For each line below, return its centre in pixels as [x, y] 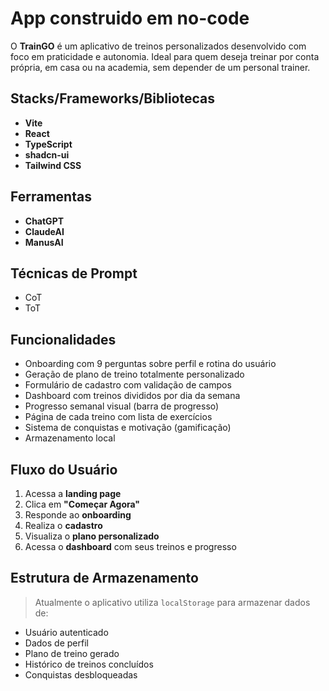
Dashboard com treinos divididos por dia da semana [132, 396]
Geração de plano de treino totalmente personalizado [134, 374]
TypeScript [48, 144]
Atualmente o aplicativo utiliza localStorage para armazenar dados [172, 602]
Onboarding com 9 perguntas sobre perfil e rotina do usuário [150, 364]
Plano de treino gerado [72, 653]
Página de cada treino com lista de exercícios [118, 417]
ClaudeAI [44, 231]
